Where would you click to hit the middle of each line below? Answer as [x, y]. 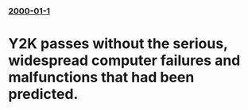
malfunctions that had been [101, 78]
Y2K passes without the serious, [118, 44]
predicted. [43, 95]
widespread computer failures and [124, 61]
